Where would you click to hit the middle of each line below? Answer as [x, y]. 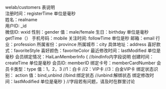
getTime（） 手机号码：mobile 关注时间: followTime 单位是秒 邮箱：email [80, 38]
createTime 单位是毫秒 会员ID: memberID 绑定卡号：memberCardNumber [80, 63]
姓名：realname [21, 20]
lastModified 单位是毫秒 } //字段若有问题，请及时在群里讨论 [74, 81]
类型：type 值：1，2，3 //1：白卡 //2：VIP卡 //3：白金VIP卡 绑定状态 [84, 69]
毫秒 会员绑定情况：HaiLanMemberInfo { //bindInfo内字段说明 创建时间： [80, 57]
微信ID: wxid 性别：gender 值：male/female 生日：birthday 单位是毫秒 [77, 32]
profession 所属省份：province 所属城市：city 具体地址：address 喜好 [85, 44]
